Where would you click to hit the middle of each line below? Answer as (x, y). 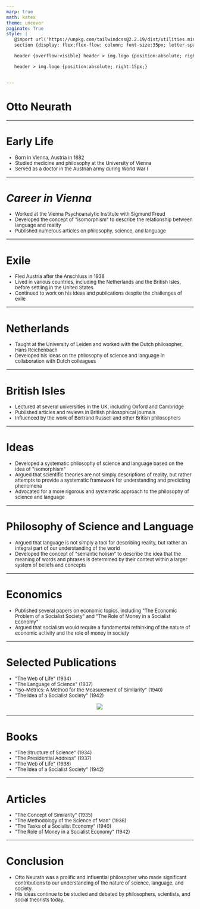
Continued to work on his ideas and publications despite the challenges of (99, 293)
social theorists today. (40, 900)
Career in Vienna (49, 198)
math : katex (21, 17)
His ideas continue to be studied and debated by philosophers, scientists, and (102, 894)
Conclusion (35, 861)
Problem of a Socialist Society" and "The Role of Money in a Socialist (93, 616)
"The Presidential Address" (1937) (53, 759)
